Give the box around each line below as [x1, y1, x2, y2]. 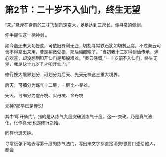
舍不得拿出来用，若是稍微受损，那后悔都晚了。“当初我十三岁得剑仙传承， [5, 49, 155, 55]
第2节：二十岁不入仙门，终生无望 [5, 4, 141, 16]
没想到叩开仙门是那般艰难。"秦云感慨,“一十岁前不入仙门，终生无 [26, 55, 158, 61]
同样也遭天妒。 [5, 130, 36, 136]
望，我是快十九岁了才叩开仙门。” [5, 61, 70, 67]
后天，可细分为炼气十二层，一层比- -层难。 [5, 82, 93, 88]
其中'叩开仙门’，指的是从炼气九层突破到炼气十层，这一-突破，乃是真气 [5, 113, 148, 119]
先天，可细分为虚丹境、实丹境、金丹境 [5, 92, 83, 98]
